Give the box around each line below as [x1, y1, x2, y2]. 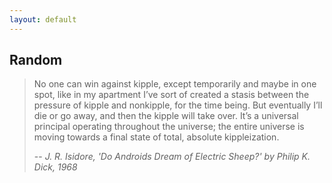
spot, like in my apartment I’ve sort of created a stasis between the [33, 89, 310, 101]
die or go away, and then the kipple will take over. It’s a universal [33, 110, 299, 122]
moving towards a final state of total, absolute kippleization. [33, 131, 280, 143]
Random [9, 52, 63, 69]
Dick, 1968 [33, 161, 78, 173]
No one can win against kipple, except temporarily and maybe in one [33, 78, 317, 90]
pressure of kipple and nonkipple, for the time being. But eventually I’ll [33, 99, 323, 111]
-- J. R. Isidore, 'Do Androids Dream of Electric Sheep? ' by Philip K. [33, 151, 311, 163]
